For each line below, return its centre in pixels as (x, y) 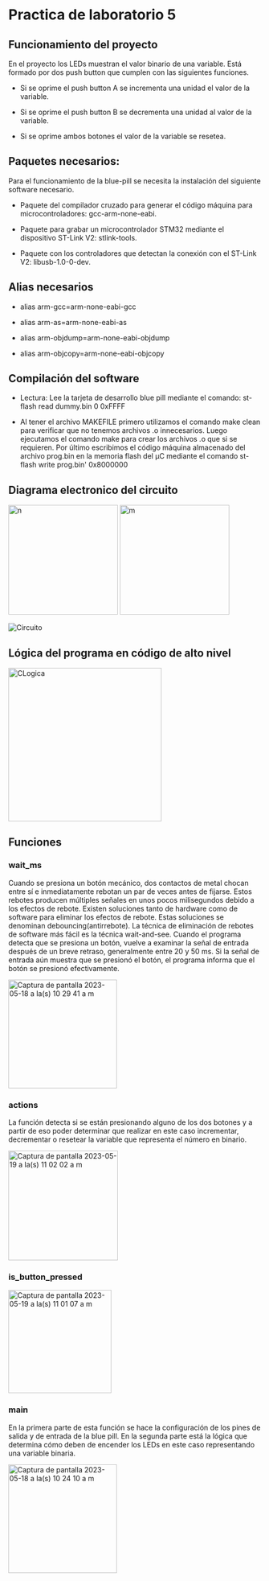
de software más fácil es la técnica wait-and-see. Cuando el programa (125, 934)
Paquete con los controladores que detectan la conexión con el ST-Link (138, 253)
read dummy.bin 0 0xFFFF (82, 406)
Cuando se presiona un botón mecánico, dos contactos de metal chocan (128, 883)
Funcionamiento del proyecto (83, 45)
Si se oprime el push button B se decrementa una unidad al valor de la (136, 112)
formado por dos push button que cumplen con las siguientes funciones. (128, 72)
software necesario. (41, 189)
